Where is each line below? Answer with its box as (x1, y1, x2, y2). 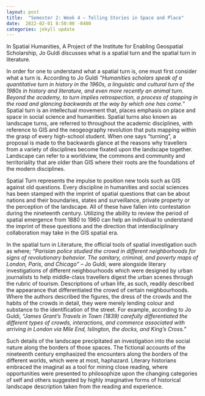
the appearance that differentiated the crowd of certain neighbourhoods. (6, 286, 189, 294)
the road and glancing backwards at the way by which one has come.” (6, 100, 185, 108)
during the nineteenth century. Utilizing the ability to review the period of (6, 209, 189, 217)
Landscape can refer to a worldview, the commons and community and (6, 152, 185, 160)
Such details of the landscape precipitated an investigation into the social (6, 337, 190, 345)
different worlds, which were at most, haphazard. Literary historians (6, 357, 177, 364)
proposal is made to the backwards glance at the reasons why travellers (6, 139, 187, 147)
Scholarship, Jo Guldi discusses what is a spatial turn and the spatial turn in (6, 50, 196, 57)
